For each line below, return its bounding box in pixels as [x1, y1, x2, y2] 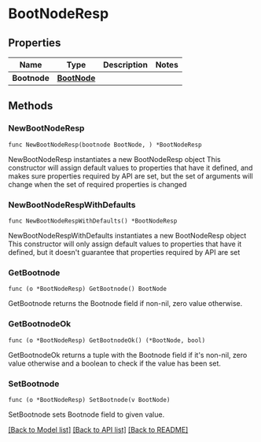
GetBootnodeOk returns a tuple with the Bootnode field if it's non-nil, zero [8, 350, 248, 359]
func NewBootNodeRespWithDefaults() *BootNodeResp [8, 217, 178, 225]
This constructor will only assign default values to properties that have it [8, 239, 242, 249]
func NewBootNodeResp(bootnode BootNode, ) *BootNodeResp [8, 141, 202, 149]
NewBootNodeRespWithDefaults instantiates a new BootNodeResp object [8, 230, 247, 240]
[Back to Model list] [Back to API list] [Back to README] [8, 425, 189, 434]
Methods [8, 99, 53, 112]
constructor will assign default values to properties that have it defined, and [8, 163, 253, 172]
